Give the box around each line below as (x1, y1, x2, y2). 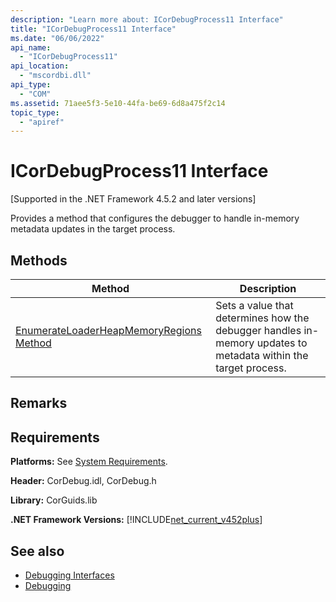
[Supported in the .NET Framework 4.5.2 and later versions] (10, 193, 257, 205)
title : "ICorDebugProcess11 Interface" (10, 24, 177, 34)
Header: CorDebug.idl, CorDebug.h (10, 475, 157, 487)
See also (10, 542, 65, 560)
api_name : (10, 42, 52, 53)
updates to (256, 336, 308, 350)
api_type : (10, 80, 52, 90)
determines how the (215, 311, 310, 325)
